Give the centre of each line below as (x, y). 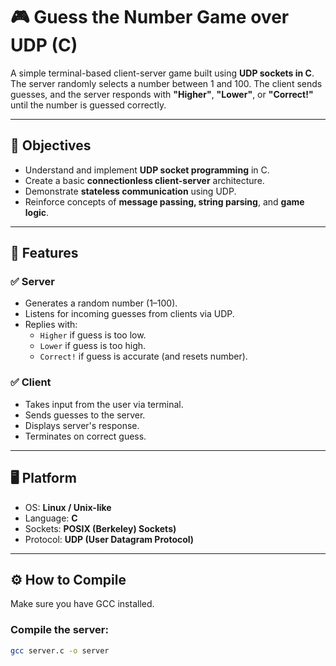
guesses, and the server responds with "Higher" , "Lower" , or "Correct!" (162, 94)
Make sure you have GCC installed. (82, 604)
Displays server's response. (82, 425)
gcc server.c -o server (60, 650)
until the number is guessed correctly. (88, 105)
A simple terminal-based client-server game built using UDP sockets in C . (162, 73)
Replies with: (51, 325)
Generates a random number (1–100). (101, 303)
